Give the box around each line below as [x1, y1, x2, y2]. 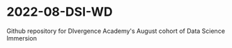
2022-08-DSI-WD [6, 4, 113, 20]
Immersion [6, 34, 38, 42]
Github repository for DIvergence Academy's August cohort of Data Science [6, 27, 226, 35]
